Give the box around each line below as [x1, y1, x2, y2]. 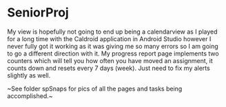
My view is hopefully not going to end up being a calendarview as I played [7, 27, 218, 36]
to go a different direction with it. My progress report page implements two [7, 49, 219, 58]
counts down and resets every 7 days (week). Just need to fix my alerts [7, 64, 210, 72]
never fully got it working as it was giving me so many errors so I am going [7, 42, 218, 50]
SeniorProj [7, 5, 69, 21]
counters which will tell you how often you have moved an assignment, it [7, 56, 213, 64]
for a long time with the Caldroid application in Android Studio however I [7, 34, 212, 43]
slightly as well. [7, 71, 51, 80]
